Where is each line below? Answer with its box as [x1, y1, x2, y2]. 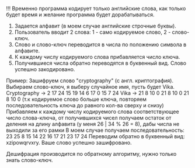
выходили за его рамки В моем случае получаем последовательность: [6, 127, 185, 134]
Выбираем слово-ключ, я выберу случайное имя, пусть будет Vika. [6, 83, 175, 90]
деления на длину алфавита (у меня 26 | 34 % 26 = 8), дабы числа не [6, 121, 180, 127]
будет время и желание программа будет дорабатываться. [6, 11, 155, 18]
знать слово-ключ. [6, 157, 54, 163]
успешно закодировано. [14, 66, 75, 72]
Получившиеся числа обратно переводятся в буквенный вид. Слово [14, 60, 187, 66]
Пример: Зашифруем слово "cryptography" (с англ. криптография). [6, 77, 174, 84]
